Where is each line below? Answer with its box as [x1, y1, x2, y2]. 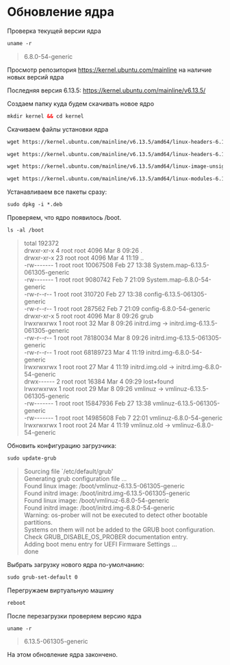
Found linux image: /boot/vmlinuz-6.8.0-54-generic [23, 496, 170, 504]
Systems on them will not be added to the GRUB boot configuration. [23, 525, 216, 534]
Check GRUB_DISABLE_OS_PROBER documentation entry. [23, 532, 188, 541]
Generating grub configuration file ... [23, 474, 127, 483]
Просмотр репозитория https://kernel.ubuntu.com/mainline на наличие [7, 66, 212, 74]
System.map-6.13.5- [153, 261, 210, 269]
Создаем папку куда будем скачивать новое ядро [7, 99, 155, 108]
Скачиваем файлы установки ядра [7, 125, 109, 134]
